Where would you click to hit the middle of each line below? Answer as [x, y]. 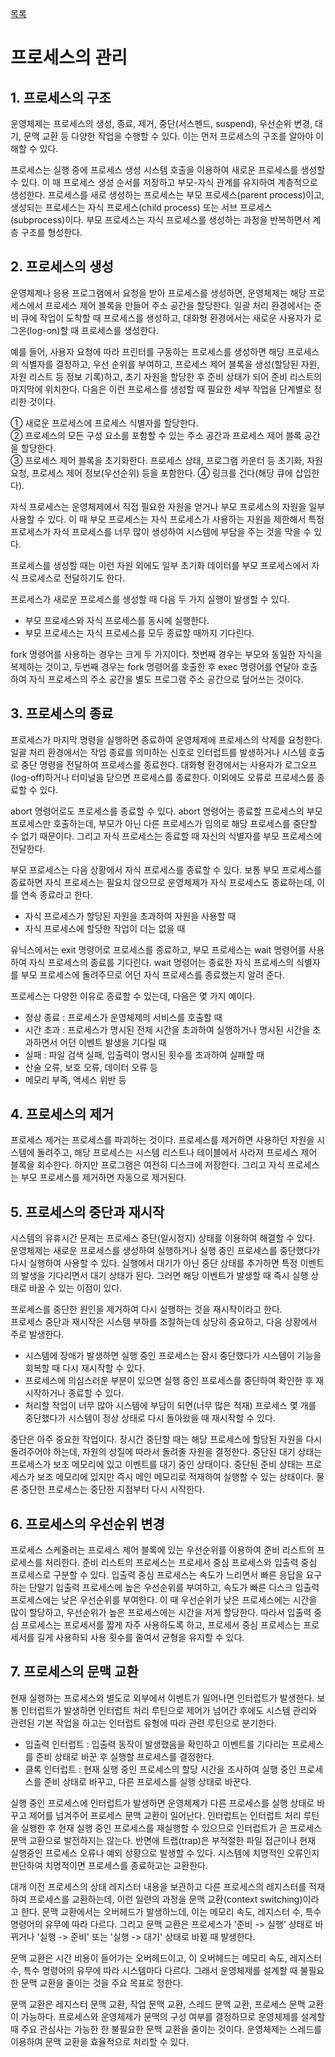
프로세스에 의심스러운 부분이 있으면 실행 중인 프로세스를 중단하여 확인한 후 [169, 1381]
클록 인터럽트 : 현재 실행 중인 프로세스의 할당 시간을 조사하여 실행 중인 [160, 1769]
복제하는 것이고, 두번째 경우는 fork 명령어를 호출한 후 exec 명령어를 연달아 [155, 666]
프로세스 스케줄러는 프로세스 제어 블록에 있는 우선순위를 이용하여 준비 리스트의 [162, 1550]
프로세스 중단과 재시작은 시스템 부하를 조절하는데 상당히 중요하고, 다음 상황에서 [164, 1322]
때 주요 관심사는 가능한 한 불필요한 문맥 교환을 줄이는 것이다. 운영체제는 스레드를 [166, 2029]
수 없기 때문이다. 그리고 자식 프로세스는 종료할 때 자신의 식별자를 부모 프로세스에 [166, 836]
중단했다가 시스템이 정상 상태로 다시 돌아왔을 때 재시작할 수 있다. [150, 1418]
